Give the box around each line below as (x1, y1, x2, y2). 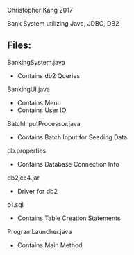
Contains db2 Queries (17, 71, 81, 79)
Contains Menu (17, 98, 61, 107)
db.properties (7, 146, 47, 155)
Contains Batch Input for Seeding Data (17, 132, 128, 141)
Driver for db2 (17, 187, 58, 195)
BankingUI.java (7, 85, 51, 93)
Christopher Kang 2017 (7, 6, 73, 14)
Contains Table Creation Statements (17, 214, 121, 222)
